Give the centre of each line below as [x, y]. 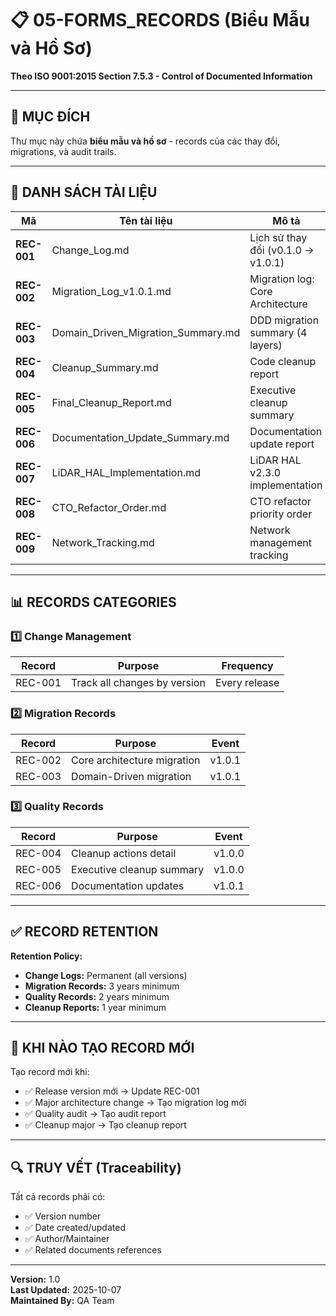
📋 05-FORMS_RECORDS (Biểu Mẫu [160, 20]
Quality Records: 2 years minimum [97, 996]
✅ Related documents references [93, 1250]
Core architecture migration [136, 760]
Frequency [247, 666]
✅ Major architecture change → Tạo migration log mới [135, 1103]
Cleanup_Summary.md [105, 367]
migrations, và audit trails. [63, 151]
